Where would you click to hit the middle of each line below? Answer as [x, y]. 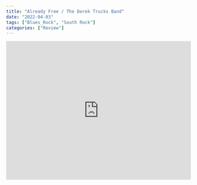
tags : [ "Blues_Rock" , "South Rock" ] [51, 22]
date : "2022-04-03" [30, 17]
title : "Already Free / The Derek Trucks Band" [65, 11]
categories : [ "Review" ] [35, 28]
